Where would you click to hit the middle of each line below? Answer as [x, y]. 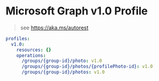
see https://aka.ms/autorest [54, 28]
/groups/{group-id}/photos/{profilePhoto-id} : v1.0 [87, 67]
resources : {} [34, 50]
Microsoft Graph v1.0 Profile [77, 11]
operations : [31, 55]
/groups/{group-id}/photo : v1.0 [62, 61]
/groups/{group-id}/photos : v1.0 [63, 72]
